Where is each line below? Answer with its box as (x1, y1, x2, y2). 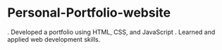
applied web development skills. (7, 35, 101, 43)
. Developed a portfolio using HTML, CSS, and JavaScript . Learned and (7, 28, 216, 36)
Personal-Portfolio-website (7, 5, 171, 21)
